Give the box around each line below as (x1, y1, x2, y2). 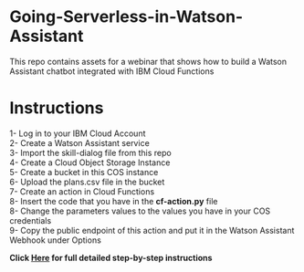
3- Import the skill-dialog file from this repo (9, 147, 172, 158)
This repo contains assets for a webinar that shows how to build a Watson (9, 56, 288, 67)
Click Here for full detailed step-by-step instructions (9, 252, 213, 263)
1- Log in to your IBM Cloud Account (9, 128, 146, 139)
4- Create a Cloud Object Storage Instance (9, 157, 171, 168)
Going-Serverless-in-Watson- (9, 6, 244, 27)
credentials (9, 214, 52, 225)
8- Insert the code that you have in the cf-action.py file (9, 195, 218, 206)
